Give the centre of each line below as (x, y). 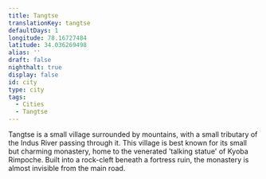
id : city (23, 82)
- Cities (30, 104)
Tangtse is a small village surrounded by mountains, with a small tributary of (133, 134)
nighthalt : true (35, 68)
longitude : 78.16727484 (48, 38)
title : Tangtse (33, 16)
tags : (17, 97)
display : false (33, 75)
